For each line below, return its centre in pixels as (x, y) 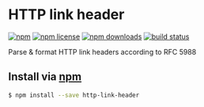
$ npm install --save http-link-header (74, 95)
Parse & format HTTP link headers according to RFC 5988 (102, 52)
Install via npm (45, 77)
